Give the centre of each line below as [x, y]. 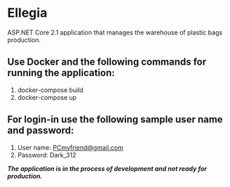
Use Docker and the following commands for [107, 62]
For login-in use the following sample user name [115, 120]
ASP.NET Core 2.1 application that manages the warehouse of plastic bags [115, 32]
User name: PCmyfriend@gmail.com [70, 147]
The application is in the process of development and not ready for [107, 168]
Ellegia [27, 13]
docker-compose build [50, 90]
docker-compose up [47, 97]
